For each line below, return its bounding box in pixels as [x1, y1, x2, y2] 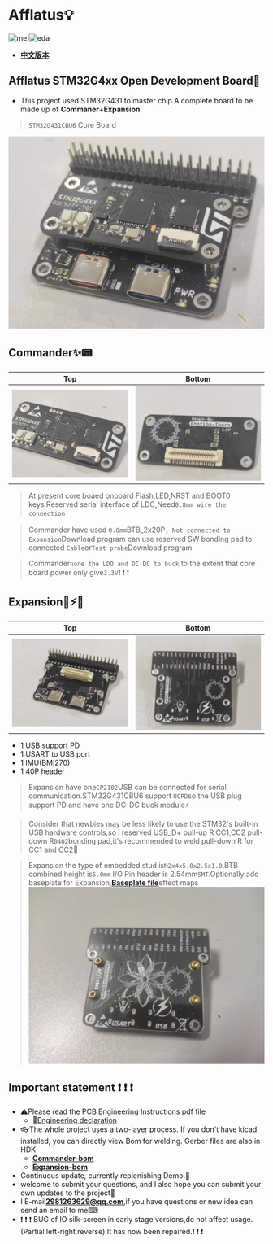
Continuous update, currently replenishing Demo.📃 [19, 1170, 191, 1181]
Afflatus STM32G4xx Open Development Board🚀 [8, 74, 261, 88]
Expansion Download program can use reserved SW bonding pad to [28, 535, 253, 544]
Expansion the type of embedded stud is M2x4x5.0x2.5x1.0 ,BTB [28, 860, 238, 870]
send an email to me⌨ [19, 1205, 99, 1215]
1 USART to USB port [19, 749, 91, 758]
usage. [230, 1214, 253, 1224]
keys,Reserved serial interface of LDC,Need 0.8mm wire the [28, 500, 227, 509]
